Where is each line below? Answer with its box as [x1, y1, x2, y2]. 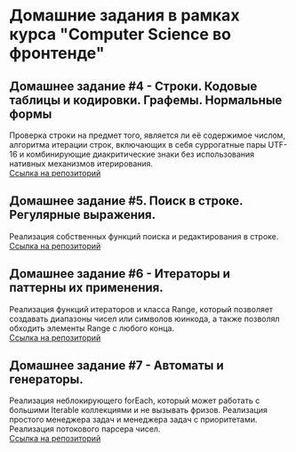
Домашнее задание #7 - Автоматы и [9, 358, 224, 374]
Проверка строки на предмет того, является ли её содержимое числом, [9, 130, 286, 141]
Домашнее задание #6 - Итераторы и [9, 266, 231, 281]
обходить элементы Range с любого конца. [9, 322, 175, 334]
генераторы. [9, 372, 84, 387]
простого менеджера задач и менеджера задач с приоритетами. [9, 415, 258, 425]
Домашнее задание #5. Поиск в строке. [9, 193, 244, 209]
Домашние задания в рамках [9, 5, 240, 26]
